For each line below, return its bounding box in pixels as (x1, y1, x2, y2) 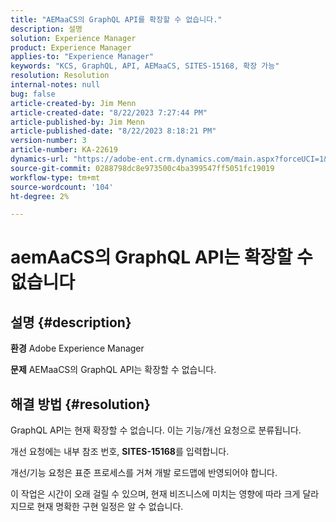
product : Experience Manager (10, 42, 132, 53)
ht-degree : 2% (10, 191, 70, 201)
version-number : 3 (10, 136, 87, 146)
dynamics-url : (10, 154, 70, 164)
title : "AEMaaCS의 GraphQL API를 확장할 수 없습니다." (10, 14, 223, 25)
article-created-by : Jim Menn (10, 98, 137, 108)
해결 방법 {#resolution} (10, 396, 151, 413)
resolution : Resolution (10, 71, 110, 81)
